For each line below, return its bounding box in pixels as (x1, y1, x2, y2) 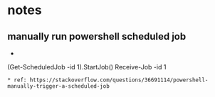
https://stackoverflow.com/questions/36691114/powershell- (29, 76, 209, 84)
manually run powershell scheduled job (7, 30, 187, 42)
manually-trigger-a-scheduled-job (7, 83, 110, 90)
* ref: (7, 76, 27, 84)
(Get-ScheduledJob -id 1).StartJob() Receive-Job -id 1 (7, 63, 167, 71)
